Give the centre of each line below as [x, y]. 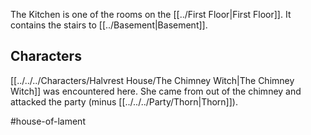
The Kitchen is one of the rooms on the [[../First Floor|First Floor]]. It [151, 14]
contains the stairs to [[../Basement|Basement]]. [109, 25]
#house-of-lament [48, 121]
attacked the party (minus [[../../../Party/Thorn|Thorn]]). [124, 101]
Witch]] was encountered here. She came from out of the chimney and [156, 91]
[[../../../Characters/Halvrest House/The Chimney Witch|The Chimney [152, 80]
